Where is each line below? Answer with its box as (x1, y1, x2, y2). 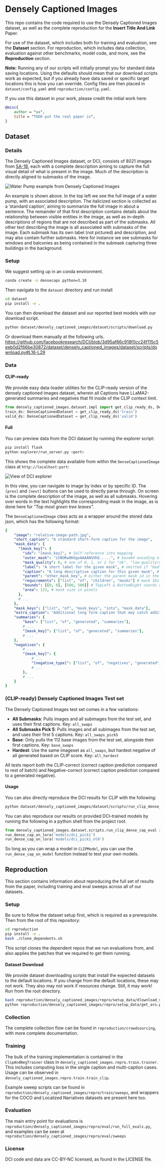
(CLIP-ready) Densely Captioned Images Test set (5, 695, 124, 702)
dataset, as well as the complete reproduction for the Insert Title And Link (5, 25, 156, 31)
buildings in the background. (5, 245, 63, 251)
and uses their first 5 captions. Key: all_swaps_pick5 (12, 732, 118, 737)
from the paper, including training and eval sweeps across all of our (5, 884, 141, 890)
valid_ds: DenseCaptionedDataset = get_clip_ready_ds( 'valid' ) (5, 414, 137, 419)
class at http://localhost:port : (5, 463, 70, 469)
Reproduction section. (5, 55, 51, 61)
